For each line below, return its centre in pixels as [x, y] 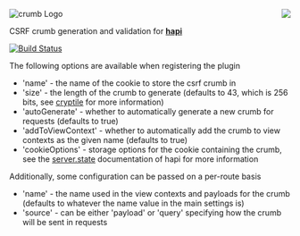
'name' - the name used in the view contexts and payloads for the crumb [156, 194]
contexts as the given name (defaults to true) [105, 140]
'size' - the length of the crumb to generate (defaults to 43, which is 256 [155, 93]
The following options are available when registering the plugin [125, 66]
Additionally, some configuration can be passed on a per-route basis [135, 176]
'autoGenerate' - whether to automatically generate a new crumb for [148, 111]
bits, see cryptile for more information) [93, 102]
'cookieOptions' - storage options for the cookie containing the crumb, [152, 149]
